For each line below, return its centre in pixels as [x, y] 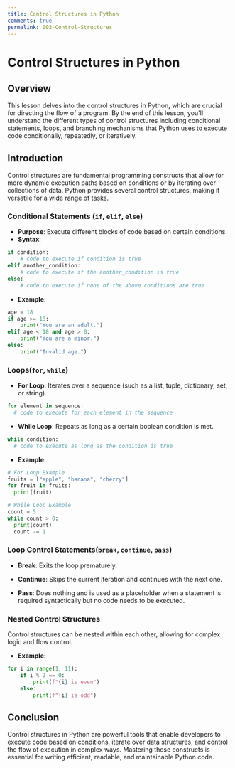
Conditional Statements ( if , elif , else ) [75, 216]
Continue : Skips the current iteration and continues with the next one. [120, 579]
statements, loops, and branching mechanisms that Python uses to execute [117, 128]
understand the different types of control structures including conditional [114, 121]
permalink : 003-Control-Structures [60, 27]
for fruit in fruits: [39, 486]
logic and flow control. [40, 642]
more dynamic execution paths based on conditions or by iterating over [112, 183]
